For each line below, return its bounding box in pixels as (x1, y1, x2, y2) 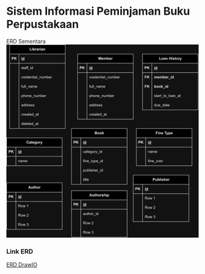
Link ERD (6, 247, 34, 256)
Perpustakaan (6, 17, 79, 31)
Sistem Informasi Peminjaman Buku (6, 4, 190, 18)
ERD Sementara (6, 37, 46, 45)
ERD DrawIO (6, 261, 38, 268)
